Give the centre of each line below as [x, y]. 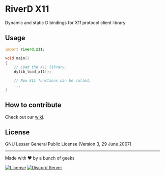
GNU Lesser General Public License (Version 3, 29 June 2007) [68, 144]
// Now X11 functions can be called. [53, 81]
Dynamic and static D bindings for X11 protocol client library [65, 23]
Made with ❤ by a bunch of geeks [40, 158]
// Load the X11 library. [41, 67]
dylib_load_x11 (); [33, 72]
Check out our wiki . [25, 117]
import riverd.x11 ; [25, 49]
